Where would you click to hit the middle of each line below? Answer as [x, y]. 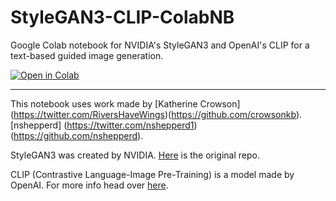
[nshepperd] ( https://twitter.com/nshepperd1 [102, 125]
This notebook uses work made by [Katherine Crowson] [125, 103]
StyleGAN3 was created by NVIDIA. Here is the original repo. [135, 155]
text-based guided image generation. [87, 55]
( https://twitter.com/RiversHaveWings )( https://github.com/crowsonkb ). [156, 114]
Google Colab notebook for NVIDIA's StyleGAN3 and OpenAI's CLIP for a [160, 45]
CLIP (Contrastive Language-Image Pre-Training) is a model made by [152, 174]
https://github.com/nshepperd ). [78, 135]
